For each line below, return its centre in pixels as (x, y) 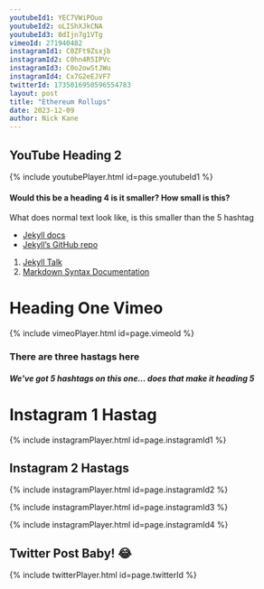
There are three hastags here (75, 356)
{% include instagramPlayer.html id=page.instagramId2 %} (119, 490)
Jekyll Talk (42, 262)
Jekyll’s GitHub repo (60, 245)
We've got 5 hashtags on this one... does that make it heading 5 (132, 378)
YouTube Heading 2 (66, 155)
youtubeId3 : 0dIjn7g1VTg (56, 34)
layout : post (34, 93)
